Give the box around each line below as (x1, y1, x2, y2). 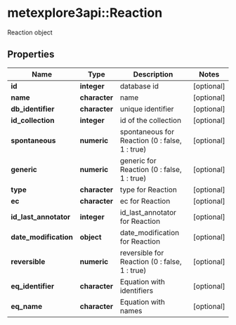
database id (119, 81, 159, 91)
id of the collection (119, 115, 181, 125)
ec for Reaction (119, 196, 171, 206)
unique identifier (119, 104, 174, 114)
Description (133, 69, 173, 79)
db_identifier (11, 104, 55, 114)
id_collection (11, 115, 55, 125)
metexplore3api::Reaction (7, 5, 163, 21)
